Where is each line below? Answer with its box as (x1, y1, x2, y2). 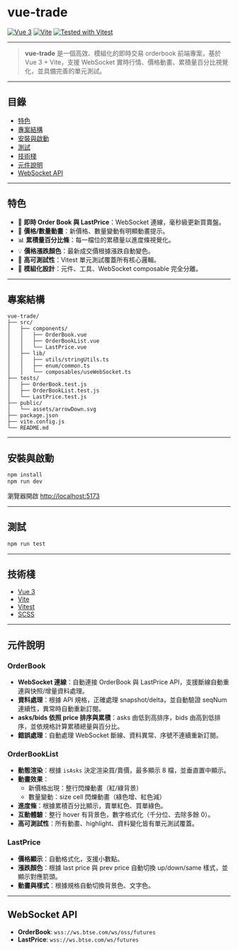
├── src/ (7, 319, 33, 326)
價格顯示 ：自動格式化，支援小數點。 (17, 854, 124, 863)
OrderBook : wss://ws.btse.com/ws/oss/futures (17, 927, 156, 936)
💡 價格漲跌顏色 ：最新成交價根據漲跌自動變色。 (17, 246, 154, 255)
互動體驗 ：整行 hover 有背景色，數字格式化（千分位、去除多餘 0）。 (17, 810, 215, 819)
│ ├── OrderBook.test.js (7, 381, 87, 389)
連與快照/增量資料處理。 (17, 687, 89, 695)
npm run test (7, 540, 46, 547)
